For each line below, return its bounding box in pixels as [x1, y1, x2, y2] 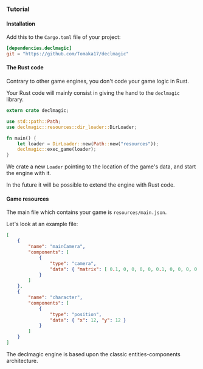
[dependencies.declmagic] [6, 45, 72, 52]
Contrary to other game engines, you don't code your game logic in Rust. [6, 78, 190, 85]
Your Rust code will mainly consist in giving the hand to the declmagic [6, 89, 181, 97]
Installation [6, 20, 35, 27]
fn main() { [6, 135, 36, 141]
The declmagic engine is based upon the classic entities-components [6, 350, 181, 357]
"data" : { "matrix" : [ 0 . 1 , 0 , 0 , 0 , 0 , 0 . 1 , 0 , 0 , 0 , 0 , [49, 266, 200, 272]
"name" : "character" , [28, 294, 83, 301]
